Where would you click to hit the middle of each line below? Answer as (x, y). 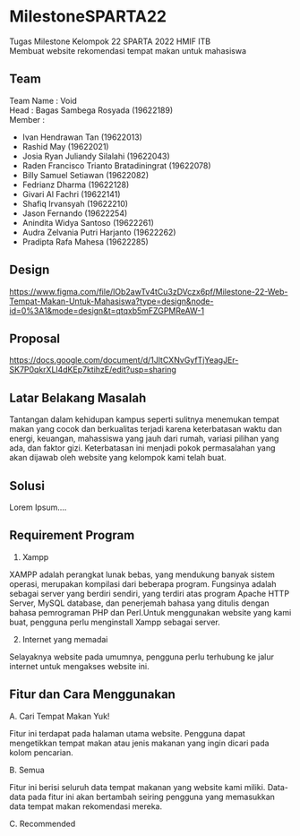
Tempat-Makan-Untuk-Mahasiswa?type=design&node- (111, 301)
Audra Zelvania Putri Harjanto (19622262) (99, 232)
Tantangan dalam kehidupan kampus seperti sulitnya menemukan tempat (144, 419)
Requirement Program (72, 535)
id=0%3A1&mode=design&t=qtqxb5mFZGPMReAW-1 (107, 310)
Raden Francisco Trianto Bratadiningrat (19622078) (117, 165)
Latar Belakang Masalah (78, 397)
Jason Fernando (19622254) (75, 213)
